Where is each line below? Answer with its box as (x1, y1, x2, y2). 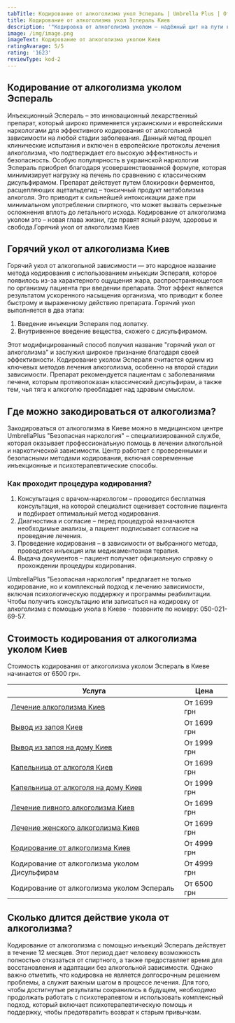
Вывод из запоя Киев (10, 722, 83, 732)
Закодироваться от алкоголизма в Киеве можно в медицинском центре (7, 424, 224, 432)
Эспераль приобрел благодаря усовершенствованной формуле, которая (7, 163, 227, 171)
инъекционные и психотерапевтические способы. (7, 461, 158, 470)
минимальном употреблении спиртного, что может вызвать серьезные (7, 200, 222, 209)
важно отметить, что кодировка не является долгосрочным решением (7, 971, 220, 980)
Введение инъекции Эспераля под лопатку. (17, 320, 149, 328)
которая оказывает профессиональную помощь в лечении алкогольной (7, 439, 223, 448)
